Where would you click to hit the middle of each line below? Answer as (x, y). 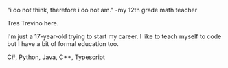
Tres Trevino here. (33, 23)
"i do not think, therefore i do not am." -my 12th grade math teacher (102, 10)
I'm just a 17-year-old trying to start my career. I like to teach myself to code (114, 36)
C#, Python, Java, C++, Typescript (56, 57)
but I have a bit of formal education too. (63, 44)
